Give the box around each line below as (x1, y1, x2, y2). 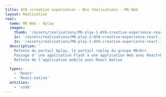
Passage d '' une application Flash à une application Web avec (14, 52, 145, 58)
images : (9, 25, 26, 30)
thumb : (14, 30, 28, 35)
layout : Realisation (5, 12, 48, 17)
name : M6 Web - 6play (9, 21, 54, 26)
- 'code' (14, 84, 32, 90)
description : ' (9, 44, 41, 48)
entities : (9, 80, 30, 85)
